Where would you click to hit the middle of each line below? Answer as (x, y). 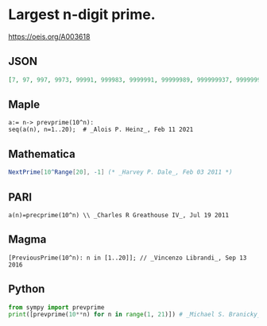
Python (27, 289)
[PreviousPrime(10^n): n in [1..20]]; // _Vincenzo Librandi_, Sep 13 (128, 258)
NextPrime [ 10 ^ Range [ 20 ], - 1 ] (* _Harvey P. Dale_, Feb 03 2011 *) (120, 172)
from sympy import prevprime (56, 307)
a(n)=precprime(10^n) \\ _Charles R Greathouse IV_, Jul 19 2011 (118, 215)
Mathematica (42, 153)
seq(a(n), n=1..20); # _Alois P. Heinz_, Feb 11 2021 (101, 130)
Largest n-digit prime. (82, 15)
